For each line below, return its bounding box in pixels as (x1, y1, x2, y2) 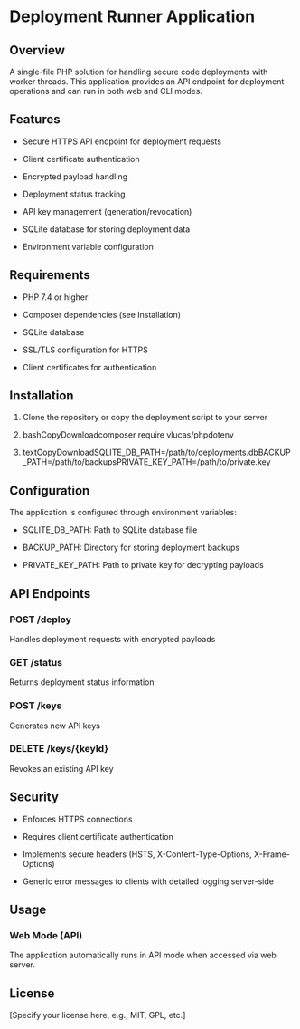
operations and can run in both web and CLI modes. (9, 86, 203, 96)
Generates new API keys (9, 720, 101, 731)
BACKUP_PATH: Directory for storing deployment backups (22, 542, 240, 553)
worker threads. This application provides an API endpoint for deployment (9, 76, 285, 87)
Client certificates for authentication (22, 361, 157, 372)
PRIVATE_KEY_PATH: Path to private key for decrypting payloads (22, 560, 264, 571)
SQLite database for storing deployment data (22, 224, 191, 235)
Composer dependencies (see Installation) (22, 309, 182, 320)
